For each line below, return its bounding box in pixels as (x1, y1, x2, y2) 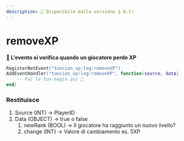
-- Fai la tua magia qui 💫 (17, 76, 84, 82)
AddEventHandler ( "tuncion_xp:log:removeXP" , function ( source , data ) (6, 70, 179, 77)
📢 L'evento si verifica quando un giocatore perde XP (6, 54, 137, 61)
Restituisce (6, 95, 40, 104)
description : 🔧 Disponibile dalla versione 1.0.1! (6, 8, 134, 15)
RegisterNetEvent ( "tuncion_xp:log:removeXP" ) (6, 65, 120, 71)
